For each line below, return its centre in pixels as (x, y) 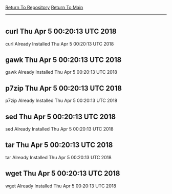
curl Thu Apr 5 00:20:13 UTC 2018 (61, 31)
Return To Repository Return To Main (44, 7)
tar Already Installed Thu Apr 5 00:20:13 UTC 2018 (58, 157)
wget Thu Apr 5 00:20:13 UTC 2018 (63, 174)
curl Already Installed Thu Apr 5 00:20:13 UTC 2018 (60, 44)
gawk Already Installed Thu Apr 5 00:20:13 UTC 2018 (61, 72)
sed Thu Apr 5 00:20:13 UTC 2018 (61, 116)
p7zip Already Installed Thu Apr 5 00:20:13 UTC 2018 (61, 101)
